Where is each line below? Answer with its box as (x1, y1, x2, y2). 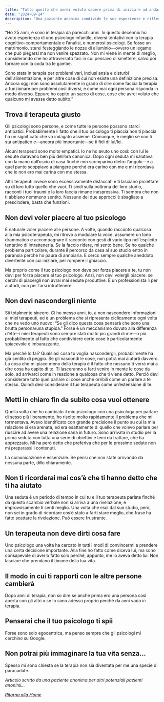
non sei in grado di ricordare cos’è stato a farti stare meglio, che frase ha (5, 510, 151, 516)
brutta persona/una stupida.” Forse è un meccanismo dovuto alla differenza (5, 325, 157, 331)
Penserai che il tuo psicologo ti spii (5, 617, 113, 625)
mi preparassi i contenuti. (5, 445, 56, 451)
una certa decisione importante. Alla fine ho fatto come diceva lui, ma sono (5, 548, 156, 553)
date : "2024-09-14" (5, 12, 45, 17)
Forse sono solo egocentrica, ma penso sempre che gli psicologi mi (5, 630, 141, 636)
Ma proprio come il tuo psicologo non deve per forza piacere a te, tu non (5, 267, 151, 273)
